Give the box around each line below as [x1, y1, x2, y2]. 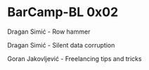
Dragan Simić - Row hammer [7, 27, 91, 36]
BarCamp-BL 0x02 [7, 4, 119, 20]
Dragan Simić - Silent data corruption [7, 41, 115, 49]
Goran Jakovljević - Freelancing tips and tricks [7, 54, 142, 63]
